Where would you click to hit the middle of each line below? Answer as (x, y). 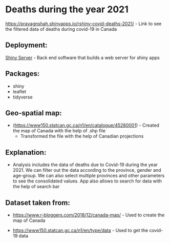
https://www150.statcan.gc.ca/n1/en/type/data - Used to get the (80, 230)
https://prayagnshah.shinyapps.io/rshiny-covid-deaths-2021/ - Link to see (83, 24)
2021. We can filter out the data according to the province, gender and (87, 170)
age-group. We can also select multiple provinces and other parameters (89, 176)
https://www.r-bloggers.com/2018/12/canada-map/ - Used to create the (89, 215)
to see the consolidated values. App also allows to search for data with (87, 181)
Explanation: (26, 152)
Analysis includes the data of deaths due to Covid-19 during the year (85, 165)
